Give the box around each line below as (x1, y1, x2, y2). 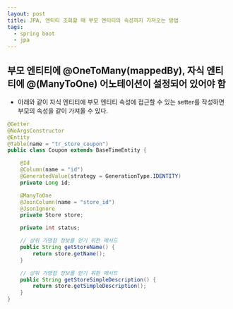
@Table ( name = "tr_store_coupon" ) (7, 140, 109, 147)
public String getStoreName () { (20, 244, 115, 251)
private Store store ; (20, 212, 83, 219)
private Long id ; (20, 179, 71, 186)
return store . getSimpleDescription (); (32, 283, 147, 290)
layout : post (7, 10, 46, 18)
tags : (7, 23, 23, 30)
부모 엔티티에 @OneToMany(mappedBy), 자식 (7, 64, 205, 76)
